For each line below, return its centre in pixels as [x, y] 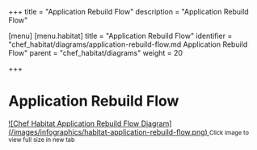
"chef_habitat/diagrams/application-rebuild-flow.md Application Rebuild [128, 44]
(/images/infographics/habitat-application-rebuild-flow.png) [108, 131]
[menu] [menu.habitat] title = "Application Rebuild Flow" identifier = [120, 36]
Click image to [229, 132]
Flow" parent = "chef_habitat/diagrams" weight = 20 [96, 53]
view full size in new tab [42, 140]
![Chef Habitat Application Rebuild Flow [74, 123]
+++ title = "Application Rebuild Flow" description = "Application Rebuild [128, 12]
